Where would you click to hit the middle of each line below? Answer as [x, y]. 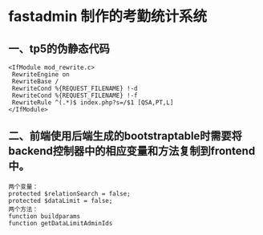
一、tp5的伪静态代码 [59, 49]
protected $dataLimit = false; [61, 201]
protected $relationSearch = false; [69, 193]
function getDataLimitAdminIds [61, 223]
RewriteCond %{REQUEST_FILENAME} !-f [75, 95]
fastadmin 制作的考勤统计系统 [108, 16]
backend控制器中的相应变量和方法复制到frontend [132, 151]
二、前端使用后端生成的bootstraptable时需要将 [125, 136]
